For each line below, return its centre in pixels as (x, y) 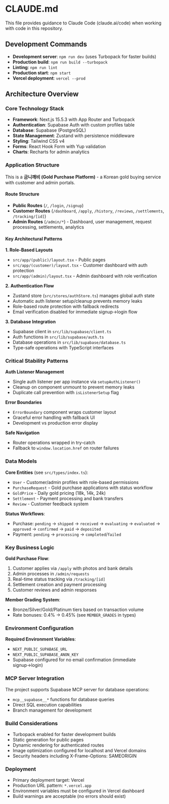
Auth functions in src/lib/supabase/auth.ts (58, 337)
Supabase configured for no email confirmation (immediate (74, 660)
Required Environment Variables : (40, 639)
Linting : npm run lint (35, 67)
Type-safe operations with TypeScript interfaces (63, 348)
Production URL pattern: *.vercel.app (52, 786)
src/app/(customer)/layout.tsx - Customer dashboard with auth (80, 265)
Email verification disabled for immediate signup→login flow (75, 312)
